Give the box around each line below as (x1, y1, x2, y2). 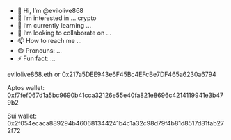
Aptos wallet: (7, 84, 45, 91)
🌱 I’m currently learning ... (17, 21, 92, 29)
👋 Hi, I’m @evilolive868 (17, 7, 84, 15)
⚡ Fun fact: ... (17, 54, 56, 62)
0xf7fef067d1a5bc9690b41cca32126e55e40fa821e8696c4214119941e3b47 (7, 91, 224, 99)
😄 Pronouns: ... (17, 46, 63, 55)
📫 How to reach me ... (17, 37, 82, 44)
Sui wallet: (7, 112, 37, 120)
